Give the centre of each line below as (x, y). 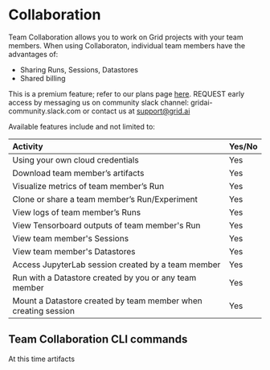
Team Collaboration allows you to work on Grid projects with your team (126, 37)
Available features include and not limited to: (82, 126)
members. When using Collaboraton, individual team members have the (127, 45)
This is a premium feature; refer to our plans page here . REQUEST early (127, 93)
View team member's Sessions (71, 238)
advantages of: (33, 54)
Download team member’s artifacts (78, 173)
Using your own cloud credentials (76, 160)
